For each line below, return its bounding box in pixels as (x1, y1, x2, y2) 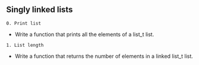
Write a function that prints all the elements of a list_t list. (14, 31, 154, 38)
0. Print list (6, 20, 42, 26)
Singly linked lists (6, 5, 73, 15)
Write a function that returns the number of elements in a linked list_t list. (14, 53, 194, 60)
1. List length (6, 42, 44, 48)
